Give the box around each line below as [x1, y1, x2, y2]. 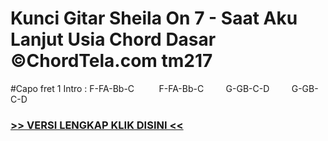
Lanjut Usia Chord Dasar [10, 28, 217, 51]
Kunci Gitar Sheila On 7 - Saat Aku [10, 7, 298, 30]
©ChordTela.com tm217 [10, 50, 213, 72]
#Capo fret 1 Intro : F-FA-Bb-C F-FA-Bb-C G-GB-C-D [10, 82, 270, 94]
